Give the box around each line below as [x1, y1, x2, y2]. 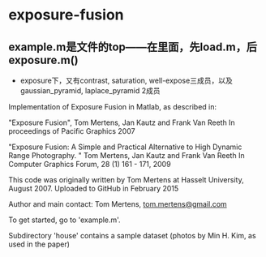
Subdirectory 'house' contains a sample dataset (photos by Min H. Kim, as [8, 231, 257, 240]
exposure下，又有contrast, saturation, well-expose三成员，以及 [19, 75, 233, 85]
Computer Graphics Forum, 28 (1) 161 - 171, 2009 [8, 160, 172, 169]
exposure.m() [8, 53, 79, 66]
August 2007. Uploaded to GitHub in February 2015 [8, 184, 179, 193]
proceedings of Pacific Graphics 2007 [8, 126, 135, 135]
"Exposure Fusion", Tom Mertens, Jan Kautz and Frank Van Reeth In [8, 118, 235, 127]
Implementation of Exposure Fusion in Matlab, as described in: [8, 102, 217, 111]
